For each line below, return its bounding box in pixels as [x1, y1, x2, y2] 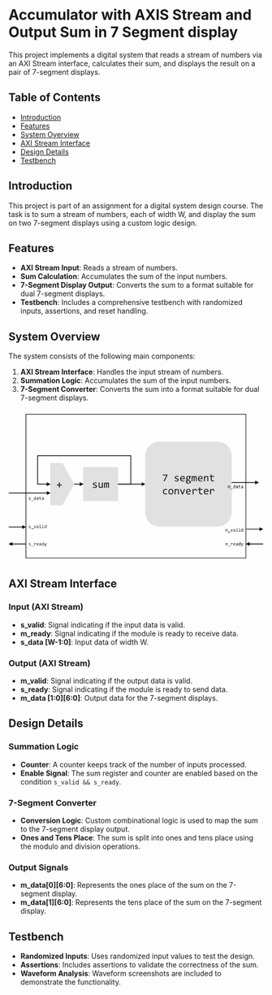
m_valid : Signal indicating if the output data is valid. [19, 676, 193, 685]
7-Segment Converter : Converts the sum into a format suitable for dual [19, 385, 260, 394]
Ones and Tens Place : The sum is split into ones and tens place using [19, 832, 254, 842]
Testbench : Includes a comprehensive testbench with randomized [19, 298, 244, 307]
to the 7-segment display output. [19, 823, 130, 834]
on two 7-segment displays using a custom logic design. [8, 218, 197, 228]
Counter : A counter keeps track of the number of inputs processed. [19, 759, 248, 769]
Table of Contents [8, 91, 101, 105]
